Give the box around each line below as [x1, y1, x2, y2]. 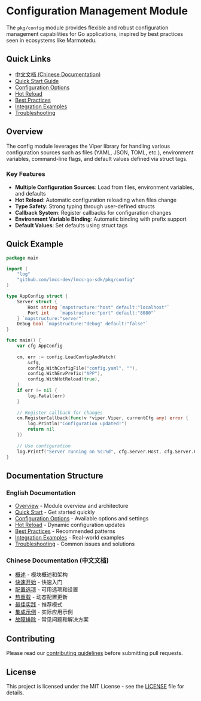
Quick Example [6, 239, 64, 249]
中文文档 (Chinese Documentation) [14, 71, 101, 78]
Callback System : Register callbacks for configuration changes [14, 209, 172, 216]
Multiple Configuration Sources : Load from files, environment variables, [14, 184, 194, 191]
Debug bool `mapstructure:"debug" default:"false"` [17, 321, 148, 327]
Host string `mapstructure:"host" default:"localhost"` [28, 304, 170, 310]
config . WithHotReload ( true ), [28, 376, 100, 382]
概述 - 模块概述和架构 [14, 571, 68, 578]
